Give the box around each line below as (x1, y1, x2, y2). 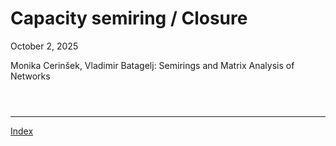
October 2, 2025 (10, 40, 79, 52)
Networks (10, 70, 51, 82)
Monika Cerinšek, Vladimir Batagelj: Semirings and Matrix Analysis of (10, 59, 295, 71)
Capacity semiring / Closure (10, 7, 248, 30)
